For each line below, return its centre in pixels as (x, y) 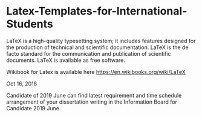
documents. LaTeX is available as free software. (66, 60)
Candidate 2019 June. (34, 108)
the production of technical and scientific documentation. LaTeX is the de (97, 47)
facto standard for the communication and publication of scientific (89, 53)
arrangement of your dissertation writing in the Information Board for (92, 102)
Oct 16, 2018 (22, 84)
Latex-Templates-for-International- (97, 11)
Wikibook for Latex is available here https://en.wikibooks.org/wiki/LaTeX (96, 72)
